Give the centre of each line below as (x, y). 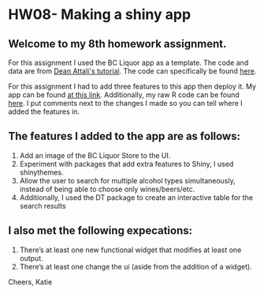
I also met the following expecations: (100, 231)
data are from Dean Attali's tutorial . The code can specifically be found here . (132, 71)
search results (43, 205)
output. (31, 258)
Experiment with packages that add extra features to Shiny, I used (126, 164)
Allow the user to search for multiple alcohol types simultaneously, (127, 180)
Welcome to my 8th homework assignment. (117, 44)
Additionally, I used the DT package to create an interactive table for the (136, 197)
